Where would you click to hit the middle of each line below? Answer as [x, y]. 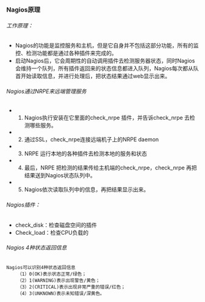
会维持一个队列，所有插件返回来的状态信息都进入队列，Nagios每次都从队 [107, 68]
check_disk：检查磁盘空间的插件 [56, 225]
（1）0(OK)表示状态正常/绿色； [52, 274]
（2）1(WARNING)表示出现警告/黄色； [59, 280]
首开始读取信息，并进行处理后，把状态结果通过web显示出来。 [93, 76]
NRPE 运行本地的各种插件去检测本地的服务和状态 [86, 153]
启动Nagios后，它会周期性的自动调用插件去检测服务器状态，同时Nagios [105, 61]
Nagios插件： [23, 204]
